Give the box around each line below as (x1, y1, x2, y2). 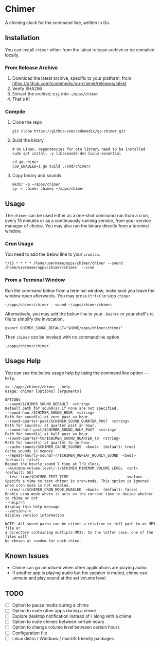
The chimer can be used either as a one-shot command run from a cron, (5, 213, 149, 219)
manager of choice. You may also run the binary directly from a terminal (5, 223, 149, 229)
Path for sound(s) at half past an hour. (5, 431, 90, 436)
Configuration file (12, 630, 47, 636)
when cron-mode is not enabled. (5, 483, 71, 488)
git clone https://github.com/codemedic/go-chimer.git (12, 129, 126, 134)
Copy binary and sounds (12, 173, 62, 178)
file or (5, 526, 21, 531)
